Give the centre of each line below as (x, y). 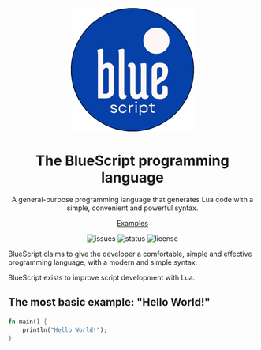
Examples (132, 223)
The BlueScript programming (132, 161)
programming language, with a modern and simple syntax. (103, 262)
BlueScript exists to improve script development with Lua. (102, 277)
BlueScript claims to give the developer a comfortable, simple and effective (130, 254)
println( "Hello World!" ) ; (65, 330)
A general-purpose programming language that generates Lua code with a (132, 199)
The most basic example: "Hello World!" (109, 302)
